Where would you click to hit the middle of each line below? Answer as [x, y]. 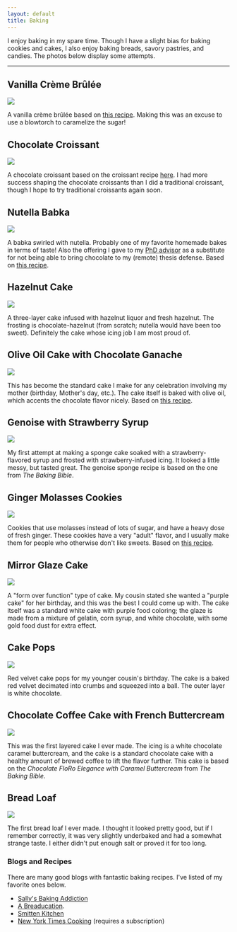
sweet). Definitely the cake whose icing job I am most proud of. [99, 333]
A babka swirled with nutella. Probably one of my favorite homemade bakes [117, 242]
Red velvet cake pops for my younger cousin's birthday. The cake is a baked [119, 678]
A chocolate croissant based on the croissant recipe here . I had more [108, 175]
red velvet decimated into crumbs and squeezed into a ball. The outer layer [116, 685]
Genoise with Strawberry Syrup [78, 422]
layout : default [31, 14]
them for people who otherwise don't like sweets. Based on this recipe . [110, 543]
